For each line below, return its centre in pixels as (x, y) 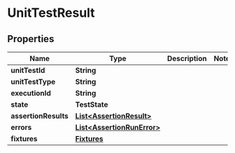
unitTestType (33, 82)
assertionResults (40, 116)
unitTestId (28, 70)
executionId (31, 93)
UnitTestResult (51, 13)
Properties (31, 39)
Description (187, 59)
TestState (92, 105)
